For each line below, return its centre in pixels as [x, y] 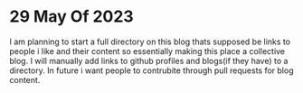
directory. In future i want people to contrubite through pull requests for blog [151, 70]
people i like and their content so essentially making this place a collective [147, 51]
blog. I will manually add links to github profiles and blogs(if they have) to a [149, 60]
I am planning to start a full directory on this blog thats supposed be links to [150, 42]
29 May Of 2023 [71, 17]
